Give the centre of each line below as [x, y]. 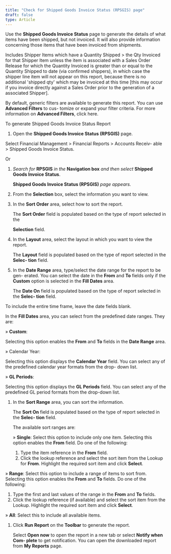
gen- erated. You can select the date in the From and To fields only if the [89, 276]
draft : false [19, 15]
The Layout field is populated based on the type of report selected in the [89, 255]
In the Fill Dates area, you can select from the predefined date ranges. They [85, 316]
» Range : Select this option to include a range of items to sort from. [76, 474]
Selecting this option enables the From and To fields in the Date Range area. [86, 342]
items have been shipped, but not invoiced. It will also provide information [83, 39]
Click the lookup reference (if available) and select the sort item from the [89, 500]
